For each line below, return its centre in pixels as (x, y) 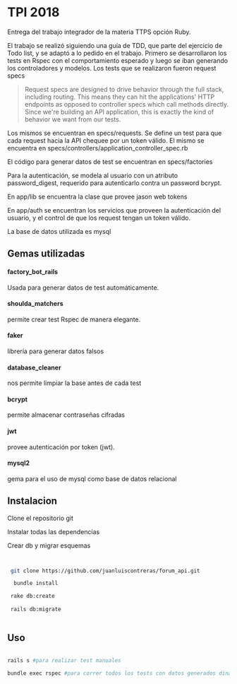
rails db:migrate (36, 609)
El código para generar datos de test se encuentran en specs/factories (110, 161)
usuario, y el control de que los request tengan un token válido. (99, 218)
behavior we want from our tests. (73, 119)
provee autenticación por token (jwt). (61, 447)
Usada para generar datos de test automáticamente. (83, 288)
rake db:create (32, 596)
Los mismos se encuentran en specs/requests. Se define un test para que (115, 133)
